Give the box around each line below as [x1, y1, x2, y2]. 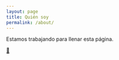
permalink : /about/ [6, 19, 54, 25]
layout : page [6, 8, 38, 15]
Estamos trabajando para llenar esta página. [6, 36, 114, 43]
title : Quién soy [6, 14, 49, 20]
